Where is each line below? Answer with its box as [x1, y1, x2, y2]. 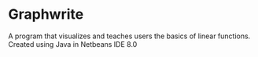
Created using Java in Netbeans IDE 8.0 [8, 39, 138, 48]
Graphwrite [8, 5, 84, 23]
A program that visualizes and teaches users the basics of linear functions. [8, 31, 251, 41]
